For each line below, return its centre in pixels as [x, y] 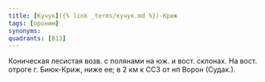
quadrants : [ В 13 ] [37, 38]
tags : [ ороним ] [34, 23]
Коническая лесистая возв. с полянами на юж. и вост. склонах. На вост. [133, 61]
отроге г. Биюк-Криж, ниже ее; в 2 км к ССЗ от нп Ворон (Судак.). [122, 70]
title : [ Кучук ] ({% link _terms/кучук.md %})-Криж [93, 16]
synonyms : [25, 31]
